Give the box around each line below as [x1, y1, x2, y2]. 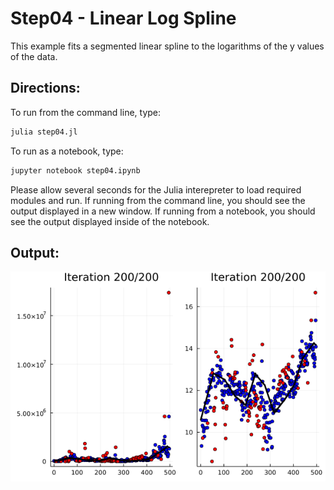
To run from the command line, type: [10, 106, 162, 118]
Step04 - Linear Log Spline [10, 7, 237, 30]
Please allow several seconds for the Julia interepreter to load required [10, 183, 302, 196]
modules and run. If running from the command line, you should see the [10, 194, 306, 206]
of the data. [10, 50, 58, 62]
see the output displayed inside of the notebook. [10, 215, 210, 227]
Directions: [10, 80, 81, 97]
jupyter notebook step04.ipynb [10, 165, 141, 176]
